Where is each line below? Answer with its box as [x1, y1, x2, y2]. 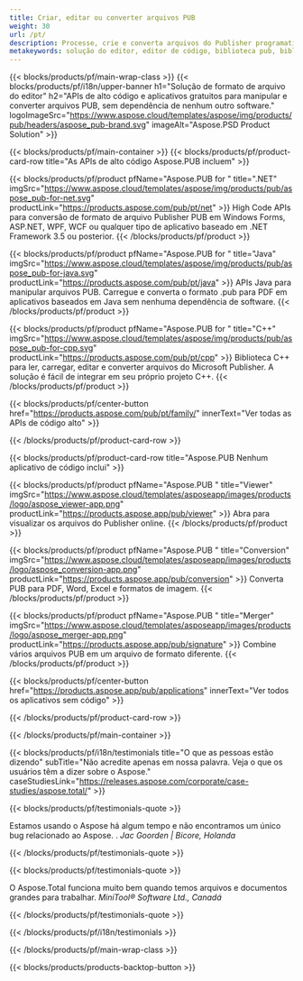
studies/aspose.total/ [9, 785, 88, 796]
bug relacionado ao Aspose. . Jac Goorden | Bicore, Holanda [9, 830, 236, 841]
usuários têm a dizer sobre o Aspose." [9, 766, 151, 777]
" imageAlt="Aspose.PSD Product [145, 119, 271, 131]
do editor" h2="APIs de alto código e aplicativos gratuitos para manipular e [9, 91, 288, 102]
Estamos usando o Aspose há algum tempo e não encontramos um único [9, 821, 281, 831]
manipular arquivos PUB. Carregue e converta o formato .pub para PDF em [9, 287, 288, 298]
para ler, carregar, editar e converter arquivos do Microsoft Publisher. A [9, 362, 274, 372]
